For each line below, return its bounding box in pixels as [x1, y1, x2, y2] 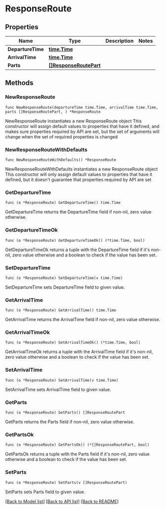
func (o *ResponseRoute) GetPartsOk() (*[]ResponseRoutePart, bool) [5, 443, 150, 447]
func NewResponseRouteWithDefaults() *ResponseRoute [5, 157, 116, 162]
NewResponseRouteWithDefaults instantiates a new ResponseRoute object [5, 166, 158, 172]
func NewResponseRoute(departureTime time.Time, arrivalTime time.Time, [5, 105, 159, 110]
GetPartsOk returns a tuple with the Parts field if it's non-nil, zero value [5, 451, 150, 457]
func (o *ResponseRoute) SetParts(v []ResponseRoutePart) [5, 480, 127, 485]
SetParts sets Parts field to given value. [5, 489, 86, 495]
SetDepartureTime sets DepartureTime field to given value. [5, 284, 125, 290]
